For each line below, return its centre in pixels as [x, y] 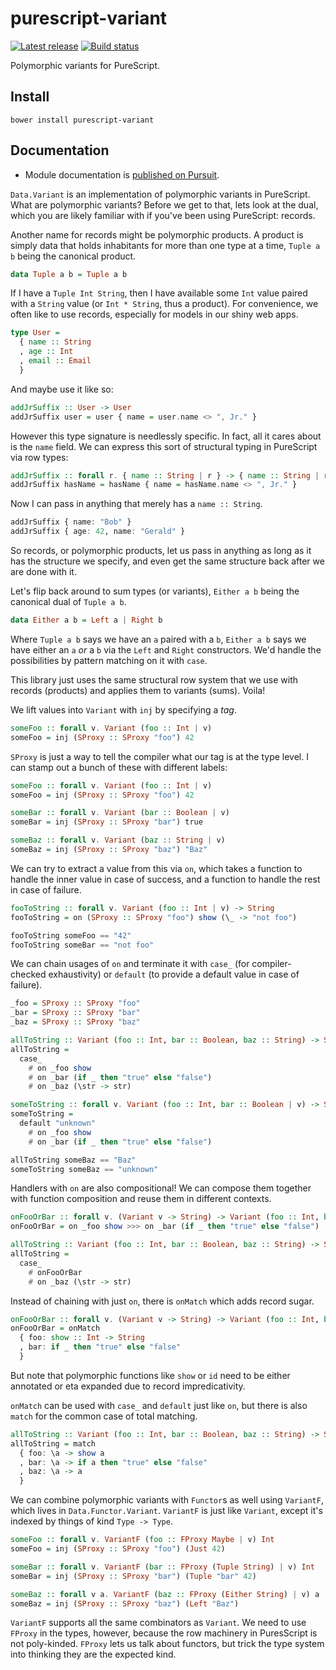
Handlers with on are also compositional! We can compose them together [161, 1188]
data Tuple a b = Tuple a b [69, 274]
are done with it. [43, 572]
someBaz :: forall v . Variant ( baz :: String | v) [118, 840]
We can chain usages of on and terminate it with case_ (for [130, 964]
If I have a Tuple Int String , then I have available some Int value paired [159, 293]
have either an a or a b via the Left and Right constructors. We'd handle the [166, 649]
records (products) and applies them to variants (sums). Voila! [138, 690]
